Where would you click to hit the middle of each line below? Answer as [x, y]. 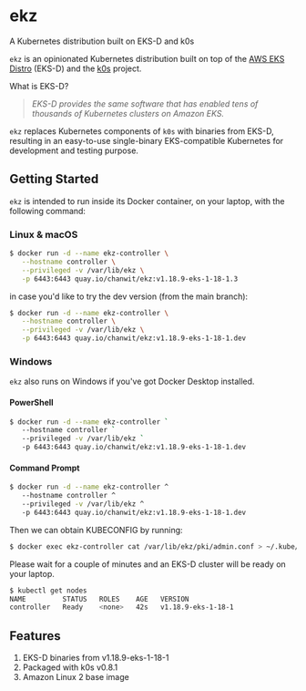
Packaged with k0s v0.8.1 [70, 667]
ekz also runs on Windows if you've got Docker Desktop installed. [132, 382]
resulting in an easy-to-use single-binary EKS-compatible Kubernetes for [147, 140]
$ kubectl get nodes [49, 590]
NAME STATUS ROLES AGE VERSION [99, 599]
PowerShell [31, 402]
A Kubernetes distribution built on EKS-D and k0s [102, 41]
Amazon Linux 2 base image [76, 677]
